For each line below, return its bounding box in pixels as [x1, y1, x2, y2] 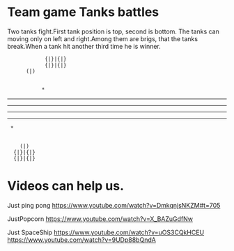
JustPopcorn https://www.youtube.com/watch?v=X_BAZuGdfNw [7, 214, 194, 223]
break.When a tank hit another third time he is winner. [7, 42, 162, 50]
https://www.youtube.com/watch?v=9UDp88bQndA [7, 235, 157, 244]
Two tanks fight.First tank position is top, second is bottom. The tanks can [7, 27, 219, 36]
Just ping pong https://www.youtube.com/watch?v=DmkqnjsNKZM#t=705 [7, 201, 221, 209]
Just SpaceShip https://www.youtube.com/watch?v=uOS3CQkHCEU [7, 228, 205, 236]
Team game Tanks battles [7, 4, 159, 20]
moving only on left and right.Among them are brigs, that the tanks [7, 34, 198, 43]
